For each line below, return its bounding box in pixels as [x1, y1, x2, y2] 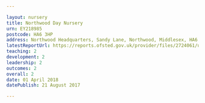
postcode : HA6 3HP [6, 31, 53, 37]
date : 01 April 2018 [6, 77, 59, 83]
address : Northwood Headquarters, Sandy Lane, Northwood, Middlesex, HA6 [6, 37, 198, 43]
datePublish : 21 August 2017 [6, 82, 81, 88]
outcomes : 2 [6, 65, 37, 71]
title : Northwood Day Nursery [6, 20, 84, 26]
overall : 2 [6, 71, 34, 77]
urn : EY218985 [6, 26, 43, 32]
